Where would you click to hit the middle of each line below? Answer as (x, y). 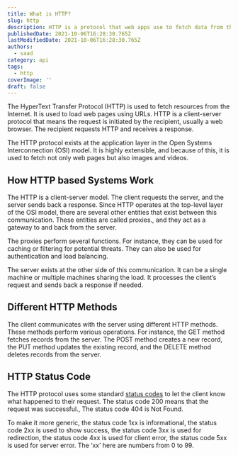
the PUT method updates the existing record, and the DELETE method (109, 347)
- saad (23, 54)
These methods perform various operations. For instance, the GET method (116, 332)
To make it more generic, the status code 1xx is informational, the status (112, 422)
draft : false (27, 86)
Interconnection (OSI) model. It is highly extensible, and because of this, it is (119, 150)
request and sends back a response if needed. (75, 285)
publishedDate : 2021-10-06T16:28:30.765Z (69, 34)
